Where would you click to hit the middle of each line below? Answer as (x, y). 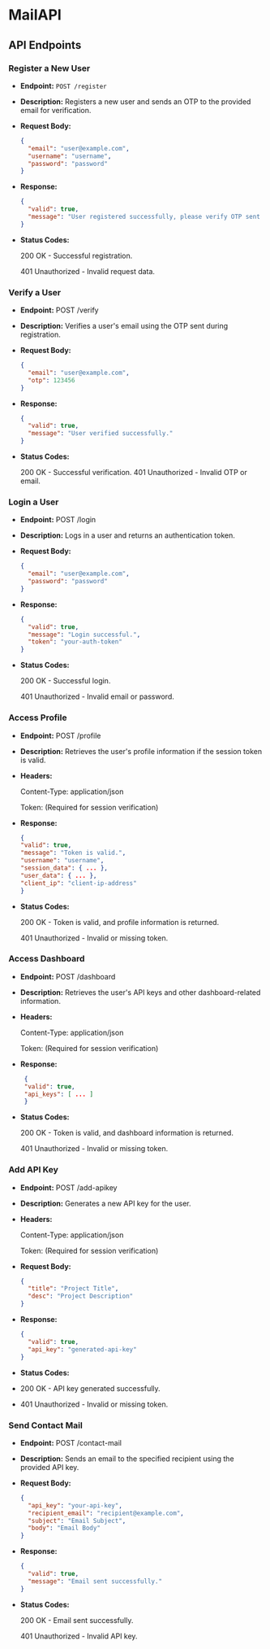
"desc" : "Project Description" (81, 1296)
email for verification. (56, 110)
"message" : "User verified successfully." (101, 434)
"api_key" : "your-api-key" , (75, 1505)
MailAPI (35, 15)
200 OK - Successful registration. (76, 255)
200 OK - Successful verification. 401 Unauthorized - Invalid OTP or (133, 473)
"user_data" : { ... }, (58, 875)
